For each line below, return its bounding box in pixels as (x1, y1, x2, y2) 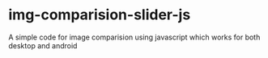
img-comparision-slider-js (8, 6, 191, 24)
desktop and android (8, 40, 78, 50)
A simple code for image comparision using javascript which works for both (8, 32, 261, 42)
